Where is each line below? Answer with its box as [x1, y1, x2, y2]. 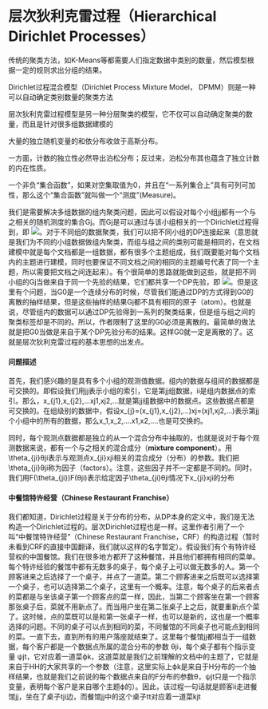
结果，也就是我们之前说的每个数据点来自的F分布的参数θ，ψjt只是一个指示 [14, 672, 257, 682]
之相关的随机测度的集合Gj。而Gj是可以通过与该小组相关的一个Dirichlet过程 [8, 217, 253, 226]
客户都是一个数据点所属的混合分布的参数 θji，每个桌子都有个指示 [35, 642, 249, 651]
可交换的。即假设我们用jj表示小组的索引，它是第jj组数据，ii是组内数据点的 [8, 386, 250, 396]
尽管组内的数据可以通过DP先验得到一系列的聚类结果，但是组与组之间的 [22, 307, 256, 317]
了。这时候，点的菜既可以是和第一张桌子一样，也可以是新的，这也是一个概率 [8, 612, 260, 622]
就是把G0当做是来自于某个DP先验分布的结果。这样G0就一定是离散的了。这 [8, 327, 254, 337]
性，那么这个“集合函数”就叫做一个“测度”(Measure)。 [8, 189, 181, 200]
